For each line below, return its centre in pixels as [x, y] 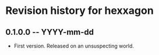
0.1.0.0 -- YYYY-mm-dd [50, 32]
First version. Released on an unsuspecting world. [74, 46]
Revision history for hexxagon [79, 11]
